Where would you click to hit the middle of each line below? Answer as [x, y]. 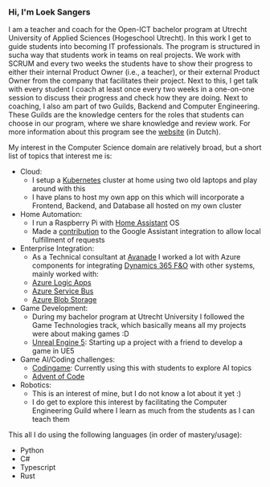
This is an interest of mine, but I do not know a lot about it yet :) [137, 394]
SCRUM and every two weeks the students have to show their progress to [131, 63]
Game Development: [54, 309]
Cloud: [31, 172]
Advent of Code [58, 377]
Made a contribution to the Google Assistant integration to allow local [146, 231]
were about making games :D [81, 334]
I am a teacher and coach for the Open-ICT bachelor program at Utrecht [128, 30]
